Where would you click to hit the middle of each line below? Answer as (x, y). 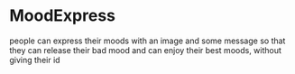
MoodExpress (62, 16)
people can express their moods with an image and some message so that (147, 41)
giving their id (35, 60)
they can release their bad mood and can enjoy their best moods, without (146, 50)
